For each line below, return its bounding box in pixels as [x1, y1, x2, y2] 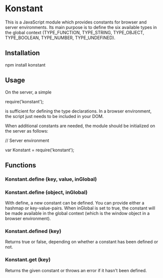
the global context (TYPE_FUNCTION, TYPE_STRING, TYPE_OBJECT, [5, 29, 144, 35]
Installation [5, 49, 40, 57]
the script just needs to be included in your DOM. [5, 113, 104, 119]
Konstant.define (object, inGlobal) [5, 189, 88, 196]
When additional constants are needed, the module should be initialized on [5, 123, 155, 129]
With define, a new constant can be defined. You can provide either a [5, 200, 145, 206]
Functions [5, 161, 37, 169]
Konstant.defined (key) [5, 228, 62, 235]
